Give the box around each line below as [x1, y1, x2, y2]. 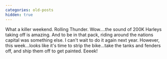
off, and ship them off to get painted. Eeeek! [5, 48, 98, 54]
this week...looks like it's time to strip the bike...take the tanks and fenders [5, 42, 161, 48]
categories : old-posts [5, 7, 54, 13]
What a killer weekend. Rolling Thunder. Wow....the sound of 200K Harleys [5, 26, 162, 32]
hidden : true [5, 12, 33, 17]
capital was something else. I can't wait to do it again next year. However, [5, 37, 160, 43]
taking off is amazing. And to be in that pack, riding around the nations [5, 32, 154, 38]
